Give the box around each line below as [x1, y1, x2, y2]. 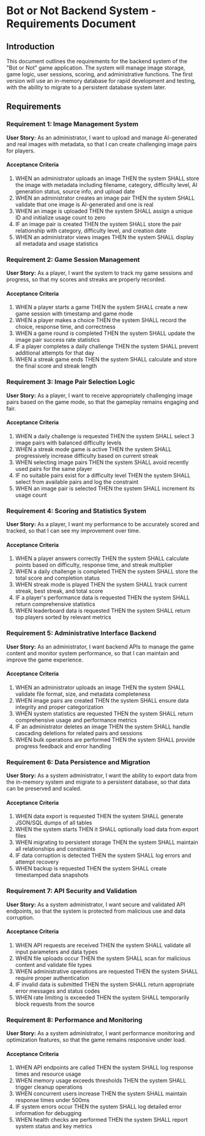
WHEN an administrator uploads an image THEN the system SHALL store [15, 175, 199, 182]
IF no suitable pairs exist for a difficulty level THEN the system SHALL [15, 471, 191, 479]
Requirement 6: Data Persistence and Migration [6, 757, 151, 766]
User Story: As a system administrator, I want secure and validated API [6, 901, 185, 908]
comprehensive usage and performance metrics [15, 716, 137, 724]
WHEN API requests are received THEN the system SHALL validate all [15, 941, 192, 949]
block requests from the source [15, 1000, 95, 1008]
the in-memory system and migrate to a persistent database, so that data [6, 778, 191, 786]
